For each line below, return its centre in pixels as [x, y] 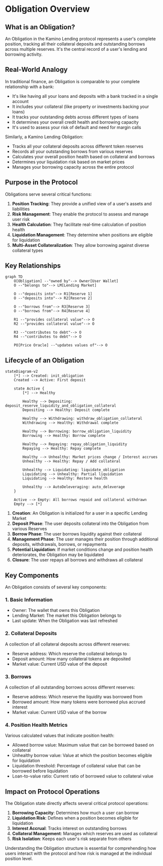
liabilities [21, 209]
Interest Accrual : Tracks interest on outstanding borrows [69, 828]
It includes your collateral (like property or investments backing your [81, 107]
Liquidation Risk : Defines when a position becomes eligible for [75, 818]
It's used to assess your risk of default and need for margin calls [76, 127]
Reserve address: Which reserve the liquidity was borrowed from [77, 696]
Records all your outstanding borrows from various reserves [72, 151]
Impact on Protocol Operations [52, 791]
